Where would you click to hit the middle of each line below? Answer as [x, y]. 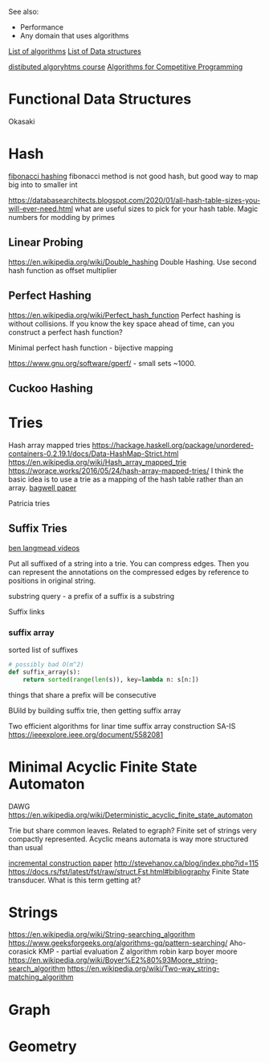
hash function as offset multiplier [63, 270]
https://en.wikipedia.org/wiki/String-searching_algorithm [102, 935]
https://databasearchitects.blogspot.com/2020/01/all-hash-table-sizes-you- [134, 200]
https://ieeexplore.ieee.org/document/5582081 [86, 735]
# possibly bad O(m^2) [46, 664]
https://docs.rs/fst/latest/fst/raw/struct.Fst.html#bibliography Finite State [129, 871]
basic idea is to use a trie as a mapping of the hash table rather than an [126, 479]
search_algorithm [37, 969]
